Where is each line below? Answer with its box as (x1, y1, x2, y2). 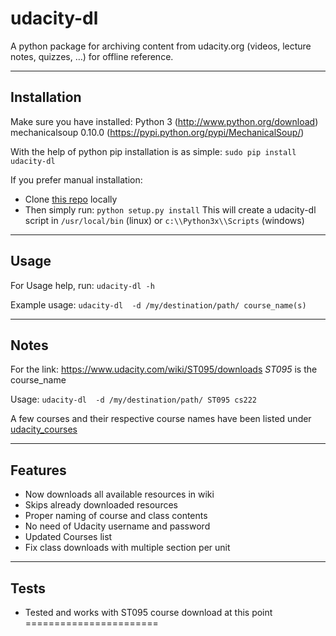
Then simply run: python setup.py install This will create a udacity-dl (24, 203, 317, 216)
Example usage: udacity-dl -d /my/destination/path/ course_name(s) (10, 298, 307, 311)
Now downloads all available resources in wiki (24, 488, 215, 501)
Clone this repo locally (24, 193, 118, 205)
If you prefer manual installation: (10, 173, 143, 186)
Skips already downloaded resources (24, 499, 178, 511)
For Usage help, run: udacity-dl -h (10, 279, 155, 291)
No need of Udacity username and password (24, 520, 211, 532)
